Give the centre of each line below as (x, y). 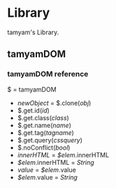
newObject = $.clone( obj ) (54, 103)
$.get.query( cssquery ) (50, 140)
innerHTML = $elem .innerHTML (63, 154)
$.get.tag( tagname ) (46, 132)
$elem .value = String (48, 177)
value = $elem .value (47, 170)
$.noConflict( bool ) (44, 147)
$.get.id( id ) (34, 110)
